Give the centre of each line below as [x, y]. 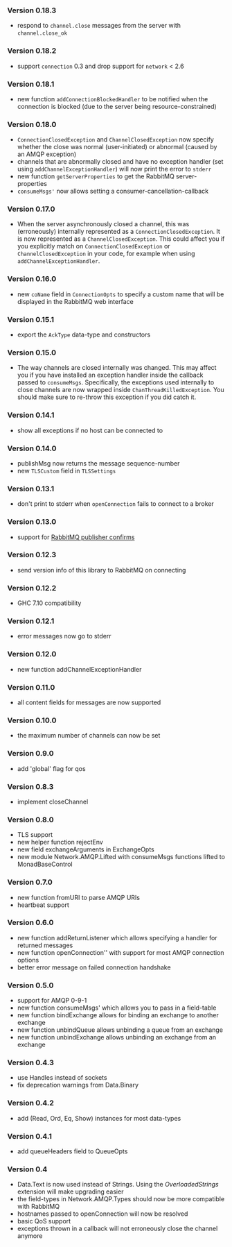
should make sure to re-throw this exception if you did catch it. [107, 397]
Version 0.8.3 [30, 786]
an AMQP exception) [47, 154]
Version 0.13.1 [31, 489]
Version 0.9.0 [30, 754]
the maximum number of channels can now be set [89, 736]
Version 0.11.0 [31, 687]
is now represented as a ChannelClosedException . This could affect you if [121, 239]
